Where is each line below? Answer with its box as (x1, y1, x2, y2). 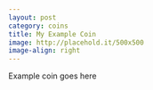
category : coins (8, 21, 68, 30)
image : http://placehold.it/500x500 (8, 37, 144, 47)
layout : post (8, 12, 57, 22)
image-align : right (8, 46, 81, 55)
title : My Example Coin (8, 29, 97, 38)
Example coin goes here (8, 70, 97, 81)
